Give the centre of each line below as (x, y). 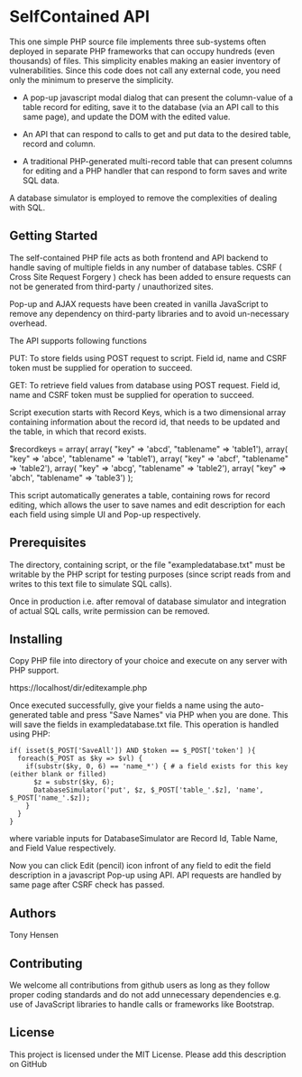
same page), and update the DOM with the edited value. (126, 116)
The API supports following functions (78, 340)
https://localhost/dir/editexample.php (78, 688)
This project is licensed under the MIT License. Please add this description (148, 1054)
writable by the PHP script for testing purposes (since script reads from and (150, 574)
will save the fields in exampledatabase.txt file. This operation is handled (144, 725)
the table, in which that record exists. (78, 432)
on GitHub (28, 1063)
